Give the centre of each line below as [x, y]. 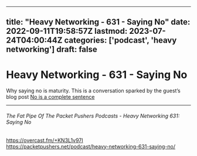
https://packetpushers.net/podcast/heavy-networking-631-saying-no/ [91, 146]
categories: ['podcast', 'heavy [120, 41]
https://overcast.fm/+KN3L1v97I [45, 140]
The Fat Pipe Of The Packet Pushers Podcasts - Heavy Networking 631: [93, 116]
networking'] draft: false [52, 49]
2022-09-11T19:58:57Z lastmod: [67, 31]
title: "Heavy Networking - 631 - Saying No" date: [98, 22]
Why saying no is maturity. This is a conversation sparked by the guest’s [93, 91]
